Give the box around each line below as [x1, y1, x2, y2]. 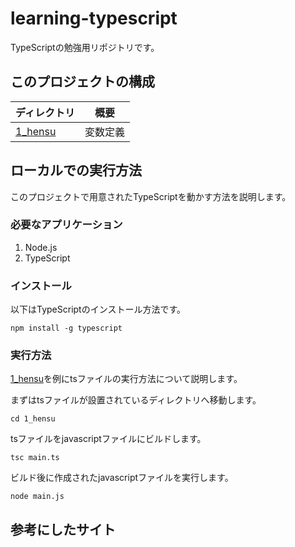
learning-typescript [10, 7, 178, 30]
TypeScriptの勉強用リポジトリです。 [10, 41, 160, 53]
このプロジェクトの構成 [10, 73, 155, 91]
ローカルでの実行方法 [10, 162, 142, 179]
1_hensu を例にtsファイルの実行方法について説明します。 [10, 373, 243, 385]
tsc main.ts [10, 453, 60, 463]
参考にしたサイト [10, 521, 116, 538]
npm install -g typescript [10, 323, 123, 334]
